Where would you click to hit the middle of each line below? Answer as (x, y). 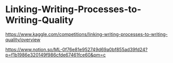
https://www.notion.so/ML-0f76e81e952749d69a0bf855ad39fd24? (76, 49)
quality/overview (23, 40)
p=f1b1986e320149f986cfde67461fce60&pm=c (56, 55)
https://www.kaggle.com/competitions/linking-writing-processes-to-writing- (87, 34)
